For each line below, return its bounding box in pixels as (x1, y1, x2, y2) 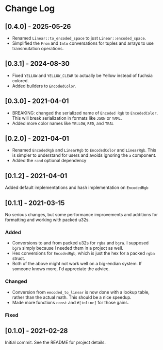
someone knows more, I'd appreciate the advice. (12, 266, 110, 272)
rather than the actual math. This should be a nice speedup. (12, 294, 132, 300)
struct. (12, 256, 25, 261)
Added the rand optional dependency (12, 158, 86, 164)
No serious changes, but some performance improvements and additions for (5, 212, 158, 218)
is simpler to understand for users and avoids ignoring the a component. (12, 152, 157, 158)
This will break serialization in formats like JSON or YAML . (12, 115, 122, 121)
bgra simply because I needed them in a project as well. (12, 245, 124, 251)
